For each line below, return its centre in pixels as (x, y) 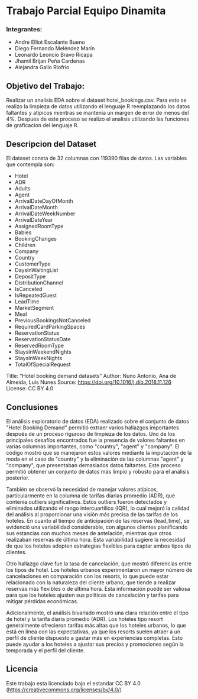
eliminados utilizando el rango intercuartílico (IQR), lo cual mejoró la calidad (98, 508)
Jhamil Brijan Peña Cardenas (50, 61)
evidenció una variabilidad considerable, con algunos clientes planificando (97, 527)
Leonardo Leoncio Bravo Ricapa (53, 55)
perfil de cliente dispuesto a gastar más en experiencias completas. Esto (95, 637)
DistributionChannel (39, 283)
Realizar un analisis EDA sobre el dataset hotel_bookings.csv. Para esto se (97, 100)
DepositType (30, 277)
